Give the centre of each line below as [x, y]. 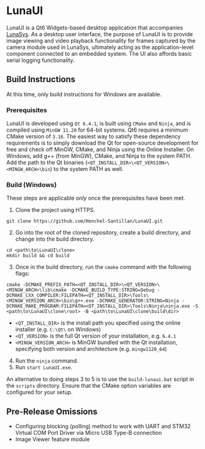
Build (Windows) [32, 184]
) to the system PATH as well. [87, 169]
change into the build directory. [55, 239]
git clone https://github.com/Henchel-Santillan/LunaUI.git [85, 221]
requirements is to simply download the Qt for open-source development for [102, 143]
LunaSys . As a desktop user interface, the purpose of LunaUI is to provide [100, 34]
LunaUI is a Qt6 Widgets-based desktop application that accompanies [95, 28]
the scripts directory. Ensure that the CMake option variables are [89, 386]
